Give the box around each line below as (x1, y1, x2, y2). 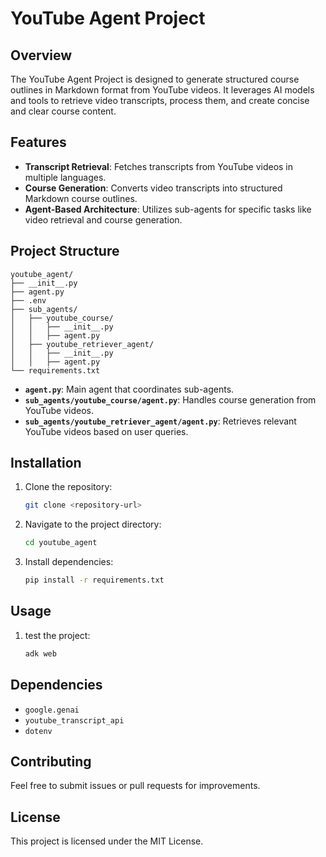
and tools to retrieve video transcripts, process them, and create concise (10, 95, 310, 106)
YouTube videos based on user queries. (24, 425, 189, 437)
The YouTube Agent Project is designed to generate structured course (10, 73, 300, 85)
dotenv (24, 726, 53, 736)
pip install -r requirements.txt (24, 575, 165, 586)
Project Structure (10, 243, 120, 260)
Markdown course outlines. (24, 192, 138, 204)
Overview (10, 47, 73, 64)
